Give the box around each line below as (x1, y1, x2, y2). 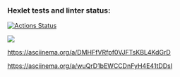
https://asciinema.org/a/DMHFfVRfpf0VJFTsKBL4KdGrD (7, 48, 171, 57)
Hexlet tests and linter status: (7, 6, 111, 15)
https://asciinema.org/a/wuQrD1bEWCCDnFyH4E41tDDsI (7, 62, 173, 70)
